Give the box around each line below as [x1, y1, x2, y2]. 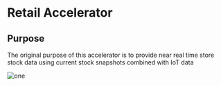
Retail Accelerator [7, 5, 113, 21]
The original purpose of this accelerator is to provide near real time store [7, 51, 215, 59]
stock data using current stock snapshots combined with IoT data [7, 58, 194, 67]
